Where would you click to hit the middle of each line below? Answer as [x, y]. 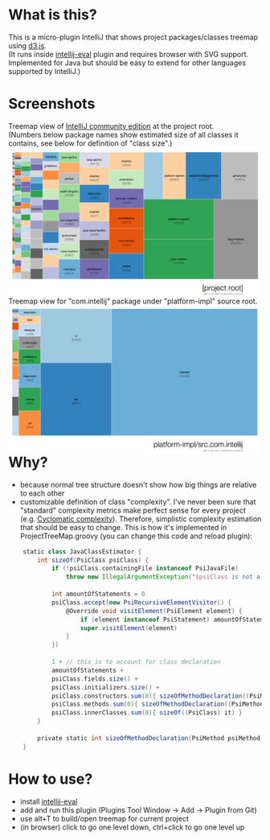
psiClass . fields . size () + [94, 679]
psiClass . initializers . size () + [105, 687]
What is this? [53, 15]
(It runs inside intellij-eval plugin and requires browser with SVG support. [129, 54]
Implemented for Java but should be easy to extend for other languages [127, 63]
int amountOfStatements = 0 [98, 594]
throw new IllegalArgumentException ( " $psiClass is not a [163, 577]
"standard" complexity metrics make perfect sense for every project [133, 510]
